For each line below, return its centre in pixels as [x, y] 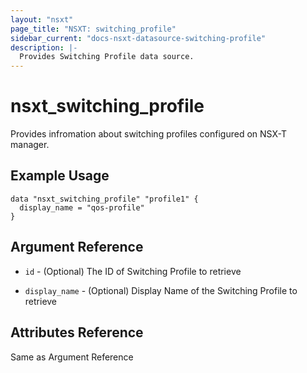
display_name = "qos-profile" [82, 207]
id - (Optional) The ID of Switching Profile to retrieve [133, 271]
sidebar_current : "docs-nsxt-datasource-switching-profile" [138, 38]
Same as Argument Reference [72, 357]
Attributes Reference [77, 332]
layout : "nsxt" [42, 19]
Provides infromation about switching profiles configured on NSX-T [148, 134]
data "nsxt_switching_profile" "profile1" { [104, 199]
